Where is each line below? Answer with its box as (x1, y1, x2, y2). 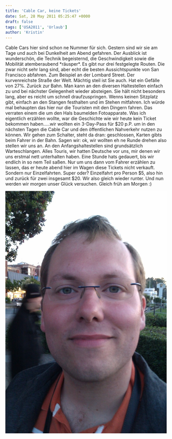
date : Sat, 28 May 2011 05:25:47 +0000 (5, 13, 91, 19)
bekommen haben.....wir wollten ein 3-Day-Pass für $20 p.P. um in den (5, 121, 155, 127)
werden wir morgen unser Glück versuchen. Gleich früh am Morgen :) (5, 181, 152, 187)
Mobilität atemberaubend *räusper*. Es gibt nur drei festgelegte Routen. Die (5, 61, 165, 67)
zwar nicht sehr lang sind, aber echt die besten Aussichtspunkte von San (5, 67, 160, 73)
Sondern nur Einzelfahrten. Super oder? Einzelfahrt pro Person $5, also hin (5, 170, 163, 176)
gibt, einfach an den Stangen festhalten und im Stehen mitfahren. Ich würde (5, 99, 165, 105)
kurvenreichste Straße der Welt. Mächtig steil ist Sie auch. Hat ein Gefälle (5, 77, 160, 84)
